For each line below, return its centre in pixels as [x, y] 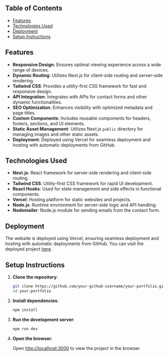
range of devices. [31, 70]
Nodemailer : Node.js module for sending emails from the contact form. [86, 210]
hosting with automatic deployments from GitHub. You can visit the [74, 244]
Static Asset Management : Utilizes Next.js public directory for [78, 129]
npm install [25, 310]
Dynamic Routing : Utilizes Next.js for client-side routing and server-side [88, 75]
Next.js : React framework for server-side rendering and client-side [82, 173]
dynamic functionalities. [37, 102]
